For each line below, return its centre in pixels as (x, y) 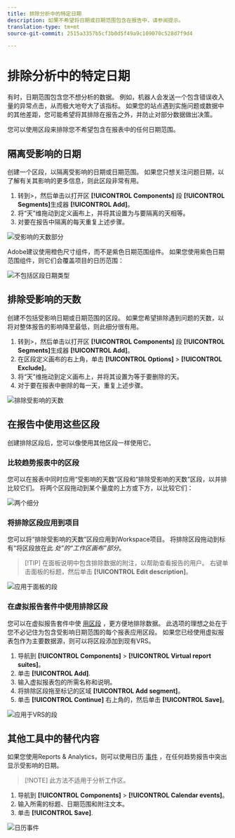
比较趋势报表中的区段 (43, 462)
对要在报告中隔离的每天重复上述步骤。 (73, 222)
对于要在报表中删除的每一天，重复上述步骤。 (82, 385)
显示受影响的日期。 (35, 766)
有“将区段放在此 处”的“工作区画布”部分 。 (66, 548)
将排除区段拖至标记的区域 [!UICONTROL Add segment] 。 (101, 691)
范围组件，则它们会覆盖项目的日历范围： (66, 261)
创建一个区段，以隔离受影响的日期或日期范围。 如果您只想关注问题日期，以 (116, 172)
